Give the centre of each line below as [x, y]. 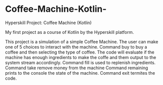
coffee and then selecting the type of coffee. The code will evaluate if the [80, 52]
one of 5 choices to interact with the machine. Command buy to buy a [76, 47]
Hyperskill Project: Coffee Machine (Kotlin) [48, 23]
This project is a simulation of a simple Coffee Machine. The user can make [82, 42]
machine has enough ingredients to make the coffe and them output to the [81, 57]
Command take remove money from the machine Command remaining [77, 68]
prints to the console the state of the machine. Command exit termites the [80, 73]
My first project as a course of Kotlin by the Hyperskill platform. [70, 32]
